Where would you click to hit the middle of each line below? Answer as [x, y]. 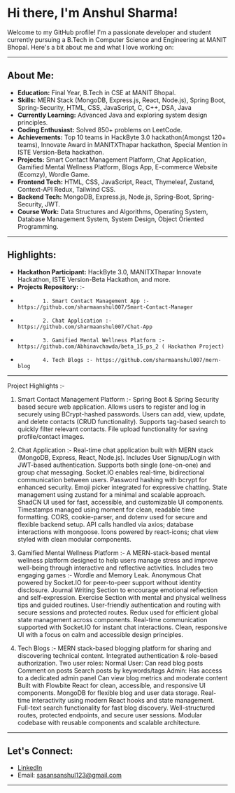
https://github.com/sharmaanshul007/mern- [158, 360]
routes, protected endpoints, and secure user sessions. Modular [110, 715]
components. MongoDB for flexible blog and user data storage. [108, 693]
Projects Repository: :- [51, 287]
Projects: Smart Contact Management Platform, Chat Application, [112, 160]
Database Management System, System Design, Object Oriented [111, 219]
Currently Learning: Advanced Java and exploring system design [112, 115]
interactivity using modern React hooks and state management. [123, 700]
